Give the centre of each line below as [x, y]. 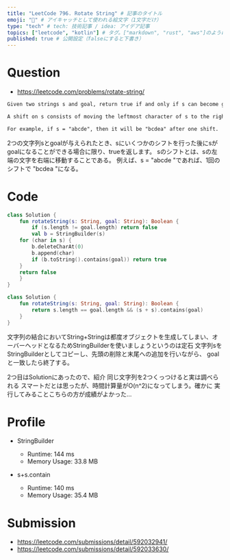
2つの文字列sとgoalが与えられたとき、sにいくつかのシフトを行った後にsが [113, 143]
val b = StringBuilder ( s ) [69, 234]
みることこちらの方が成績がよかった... [78, 394]
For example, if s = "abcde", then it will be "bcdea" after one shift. [113, 129]
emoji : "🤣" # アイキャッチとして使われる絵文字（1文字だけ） [85, 20]
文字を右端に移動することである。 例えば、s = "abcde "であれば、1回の [119, 160]
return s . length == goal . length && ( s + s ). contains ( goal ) [118, 310]
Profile [26, 422]
